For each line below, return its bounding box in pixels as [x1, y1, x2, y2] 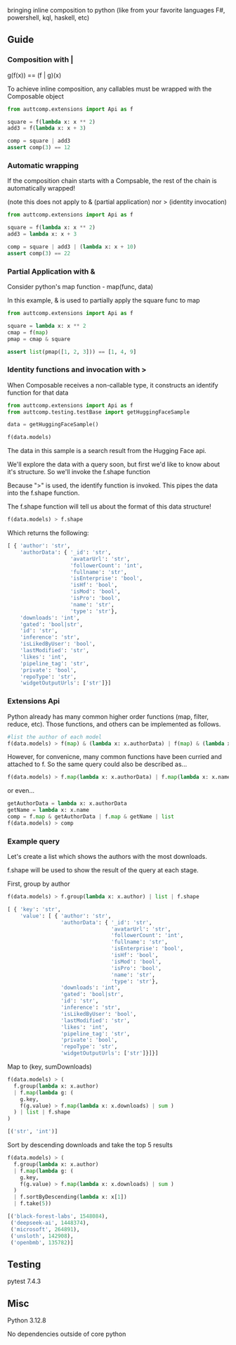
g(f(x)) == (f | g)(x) [7, 70, 62, 79]
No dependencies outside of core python [7, 1330, 126, 1339]
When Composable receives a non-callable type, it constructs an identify [7, 381, 219, 389]
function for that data [7, 388, 69, 397]
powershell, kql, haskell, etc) [7, 13, 90, 22]
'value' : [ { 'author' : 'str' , [20, 912, 112, 919]
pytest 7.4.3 [7, 1277, 41, 1286]
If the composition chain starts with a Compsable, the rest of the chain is [7, 177, 218, 185]
